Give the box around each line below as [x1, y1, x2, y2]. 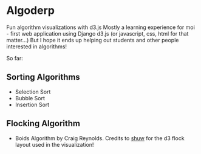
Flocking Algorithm [6, 118, 81, 129]
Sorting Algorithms [6, 72, 80, 82]
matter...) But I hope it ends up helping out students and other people [6, 36, 179, 43]
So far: [6, 54, 23, 62]
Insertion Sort [15, 101, 50, 108]
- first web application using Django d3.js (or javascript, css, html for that [6, 30, 189, 37]
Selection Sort [15, 88, 51, 95]
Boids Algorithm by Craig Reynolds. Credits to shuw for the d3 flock [15, 134, 185, 142]
